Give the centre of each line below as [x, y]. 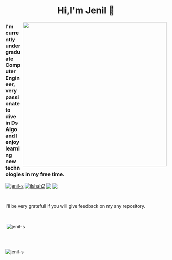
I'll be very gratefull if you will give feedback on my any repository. [76, 206]
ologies [15, 174]
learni [13, 148]
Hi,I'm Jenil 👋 [86, 11]
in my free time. [45, 174]
